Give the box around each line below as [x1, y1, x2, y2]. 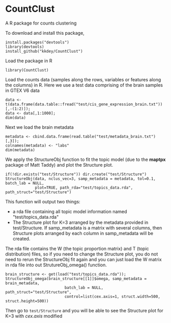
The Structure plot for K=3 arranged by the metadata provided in [12, 219, 149, 225]
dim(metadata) [5, 147, 36, 152]
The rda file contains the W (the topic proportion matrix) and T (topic [5, 245, 149, 251]
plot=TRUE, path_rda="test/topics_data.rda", [35, 185, 133, 190]
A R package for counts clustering [5, 20, 77, 26]
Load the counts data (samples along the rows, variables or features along [5, 76, 161, 82]
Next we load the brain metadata [5, 124, 74, 130]
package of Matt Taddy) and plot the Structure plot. [5, 161, 113, 168]
